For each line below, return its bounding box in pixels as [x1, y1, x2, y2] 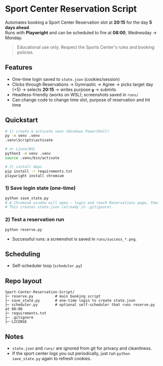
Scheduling [5, 250, 40, 258]
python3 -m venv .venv [5, 151, 51, 156]
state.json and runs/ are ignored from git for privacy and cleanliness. [12, 345, 152, 351]
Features [5, 63, 33, 72]
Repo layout [5, 277, 42, 285]
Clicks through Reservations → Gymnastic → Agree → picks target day [12, 81, 154, 87]
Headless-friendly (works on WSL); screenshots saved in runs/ [12, 91, 139, 97]
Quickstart [5, 116, 38, 124]
